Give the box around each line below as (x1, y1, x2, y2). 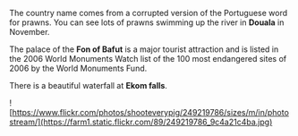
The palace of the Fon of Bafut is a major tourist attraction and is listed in (9, 44, 279, 55)
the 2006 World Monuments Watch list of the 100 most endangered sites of (9, 54, 287, 64)
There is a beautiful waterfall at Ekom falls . (9, 81, 168, 90)
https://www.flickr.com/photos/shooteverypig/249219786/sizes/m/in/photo (12, 107, 289, 117)
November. (9, 27, 50, 37)
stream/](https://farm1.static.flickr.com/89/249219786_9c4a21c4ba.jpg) (9, 116, 273, 127)
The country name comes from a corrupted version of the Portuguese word (9, 8, 288, 18)
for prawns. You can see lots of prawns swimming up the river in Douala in (9, 17, 285, 28)
